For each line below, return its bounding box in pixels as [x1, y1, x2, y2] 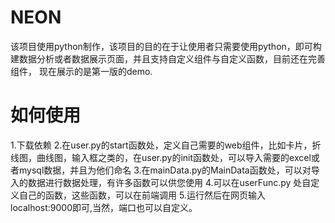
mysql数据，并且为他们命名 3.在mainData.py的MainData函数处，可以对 [18, 164, 312, 176]
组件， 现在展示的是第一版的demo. [10, 65, 153, 77]
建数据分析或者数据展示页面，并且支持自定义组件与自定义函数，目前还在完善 [10, 52, 326, 65]
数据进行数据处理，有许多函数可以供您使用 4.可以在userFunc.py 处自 [27, 176, 312, 188]
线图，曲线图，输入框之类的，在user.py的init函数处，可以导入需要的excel [10, 151, 312, 163]
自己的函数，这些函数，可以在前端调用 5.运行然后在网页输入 [18, 189, 266, 201]
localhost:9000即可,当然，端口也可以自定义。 [10, 201, 198, 213]
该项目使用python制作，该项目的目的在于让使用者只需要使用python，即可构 [10, 40, 322, 52]
